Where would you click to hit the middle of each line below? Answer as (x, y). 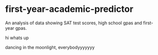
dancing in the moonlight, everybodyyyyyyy (50, 47)
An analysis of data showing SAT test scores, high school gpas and (74, 23)
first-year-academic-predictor (69, 9)
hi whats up (17, 38)
